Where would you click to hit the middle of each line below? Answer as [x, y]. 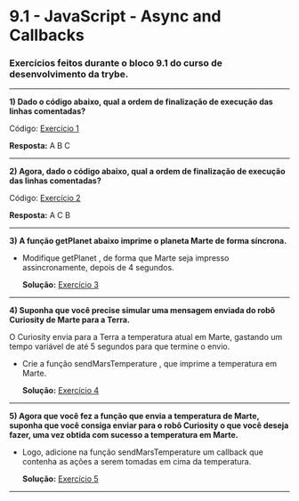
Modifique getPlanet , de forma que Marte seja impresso [125, 258]
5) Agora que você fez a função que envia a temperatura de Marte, [134, 416]
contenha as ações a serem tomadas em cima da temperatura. [137, 462]
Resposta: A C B [40, 215]
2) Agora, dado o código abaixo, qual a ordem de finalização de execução [148, 172]
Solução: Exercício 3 [61, 285]
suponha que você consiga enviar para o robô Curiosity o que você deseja [149, 425]
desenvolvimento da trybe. [69, 75]
